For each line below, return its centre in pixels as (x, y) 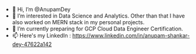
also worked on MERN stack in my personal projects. (78, 22)
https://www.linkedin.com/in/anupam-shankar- (131, 35)
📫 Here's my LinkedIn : (41, 35)
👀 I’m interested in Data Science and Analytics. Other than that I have (98, 16)
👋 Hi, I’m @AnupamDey (41, 9)
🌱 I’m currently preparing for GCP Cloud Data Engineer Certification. (97, 29)
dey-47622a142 (32, 44)
